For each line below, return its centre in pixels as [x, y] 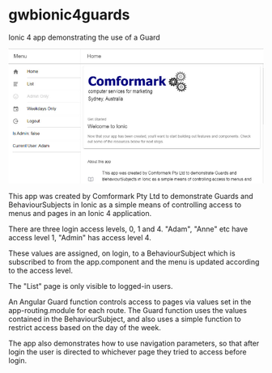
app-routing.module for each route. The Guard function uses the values [127, 311]
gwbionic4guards [69, 15]
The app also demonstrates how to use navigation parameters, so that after [134, 343]
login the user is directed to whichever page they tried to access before [127, 352]
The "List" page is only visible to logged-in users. [91, 286]
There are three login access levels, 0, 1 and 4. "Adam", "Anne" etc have [128, 229]
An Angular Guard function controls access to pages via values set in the [130, 302]
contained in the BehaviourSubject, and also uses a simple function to [125, 319]
